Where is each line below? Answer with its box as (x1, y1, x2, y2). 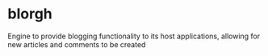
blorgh (7, 5, 53, 23)
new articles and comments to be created (7, 39, 146, 49)
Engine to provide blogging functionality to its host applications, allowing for (7, 31, 261, 41)
